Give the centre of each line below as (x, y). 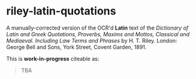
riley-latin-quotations (61, 11)
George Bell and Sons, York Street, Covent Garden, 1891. (76, 47)
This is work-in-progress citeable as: (53, 58)
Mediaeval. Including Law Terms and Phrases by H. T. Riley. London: (92, 40)
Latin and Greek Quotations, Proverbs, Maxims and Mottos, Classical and (98, 34)
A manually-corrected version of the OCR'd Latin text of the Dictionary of (97, 28)
